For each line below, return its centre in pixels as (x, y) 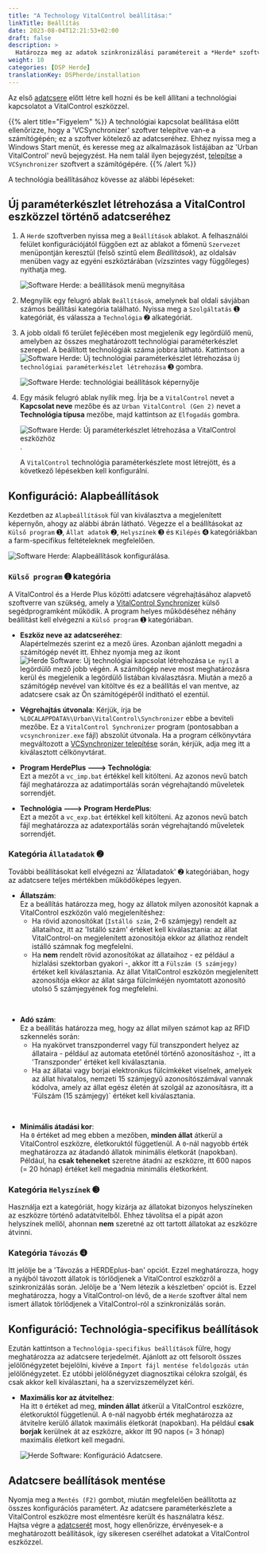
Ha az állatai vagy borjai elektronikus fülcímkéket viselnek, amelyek (142, 1070)
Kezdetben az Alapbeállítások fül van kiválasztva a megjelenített (115, 516)
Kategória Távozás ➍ (48, 1253)
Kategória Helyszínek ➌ (54, 1190)
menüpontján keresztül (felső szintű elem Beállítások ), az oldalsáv (128, 253)
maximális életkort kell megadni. (72, 1440)
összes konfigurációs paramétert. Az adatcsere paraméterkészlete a (120, 1508)
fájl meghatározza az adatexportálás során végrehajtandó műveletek (132, 825)
